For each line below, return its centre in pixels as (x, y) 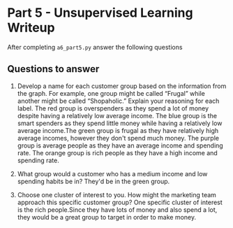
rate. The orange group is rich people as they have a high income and (117, 152)
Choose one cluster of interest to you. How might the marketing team (116, 194)
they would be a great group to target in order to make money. (107, 217)
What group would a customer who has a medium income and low (112, 173)
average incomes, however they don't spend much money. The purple (118, 138)
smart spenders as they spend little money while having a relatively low (120, 123)
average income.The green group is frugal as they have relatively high (118, 130)
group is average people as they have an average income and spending (120, 145)
